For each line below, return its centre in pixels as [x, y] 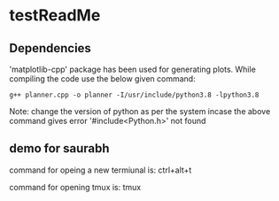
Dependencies [50, 48]
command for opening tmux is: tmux [75, 187]
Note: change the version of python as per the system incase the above [140, 111]
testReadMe [55, 15]
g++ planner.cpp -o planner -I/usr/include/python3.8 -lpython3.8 [134, 95]
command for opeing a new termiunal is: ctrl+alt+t [101, 170]
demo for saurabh [59, 148]
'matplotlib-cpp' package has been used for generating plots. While [133, 69]
